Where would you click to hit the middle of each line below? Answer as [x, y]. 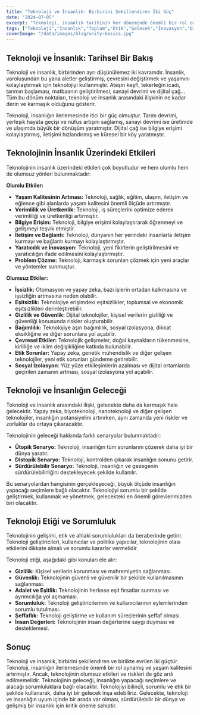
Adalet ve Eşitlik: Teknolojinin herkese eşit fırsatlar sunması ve [92, 591]
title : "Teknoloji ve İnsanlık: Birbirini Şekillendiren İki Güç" [90, 12]
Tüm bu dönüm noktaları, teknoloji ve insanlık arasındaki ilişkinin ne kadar [96, 97]
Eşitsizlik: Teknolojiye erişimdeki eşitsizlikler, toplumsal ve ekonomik [99, 302]
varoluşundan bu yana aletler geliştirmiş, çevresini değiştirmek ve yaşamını [98, 79]
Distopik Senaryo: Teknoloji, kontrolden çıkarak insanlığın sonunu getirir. [104, 460]
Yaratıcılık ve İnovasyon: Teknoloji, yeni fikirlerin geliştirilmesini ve [97, 247]
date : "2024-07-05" [30, 17]
